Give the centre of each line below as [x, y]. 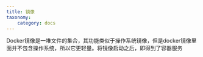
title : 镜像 [20, 12]
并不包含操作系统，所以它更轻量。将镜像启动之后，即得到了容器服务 [97, 48]
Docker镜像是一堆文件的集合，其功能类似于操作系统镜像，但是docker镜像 [99, 41]
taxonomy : [19, 17]
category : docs [37, 23]
